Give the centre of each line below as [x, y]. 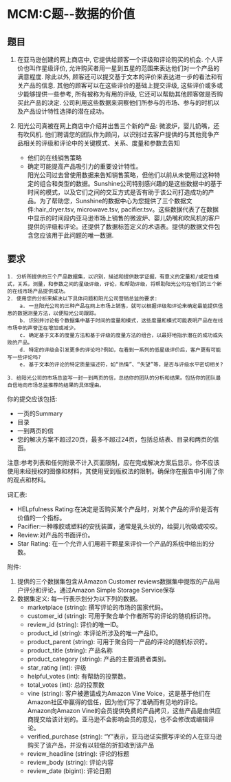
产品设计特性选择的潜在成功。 [65, 111]
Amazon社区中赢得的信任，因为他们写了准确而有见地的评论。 [114, 702]
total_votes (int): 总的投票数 [66, 685]
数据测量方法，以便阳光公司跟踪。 [58, 313]
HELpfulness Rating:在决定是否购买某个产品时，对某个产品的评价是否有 [118, 509]
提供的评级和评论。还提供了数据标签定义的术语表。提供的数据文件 [121, 227]
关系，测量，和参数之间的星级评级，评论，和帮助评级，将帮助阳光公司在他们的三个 [117, 284]
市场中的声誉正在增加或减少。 [43, 328]
